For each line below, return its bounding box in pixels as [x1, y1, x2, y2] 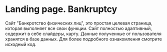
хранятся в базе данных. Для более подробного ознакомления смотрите [5, 36, 162, 42]
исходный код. [5, 41, 36, 47]
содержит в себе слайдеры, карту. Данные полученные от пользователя [5, 30, 161, 36]
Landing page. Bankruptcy [5, 3, 117, 15]
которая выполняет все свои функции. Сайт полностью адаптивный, [5, 25, 152, 31]
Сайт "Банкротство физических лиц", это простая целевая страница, [5, 20, 152, 26]
